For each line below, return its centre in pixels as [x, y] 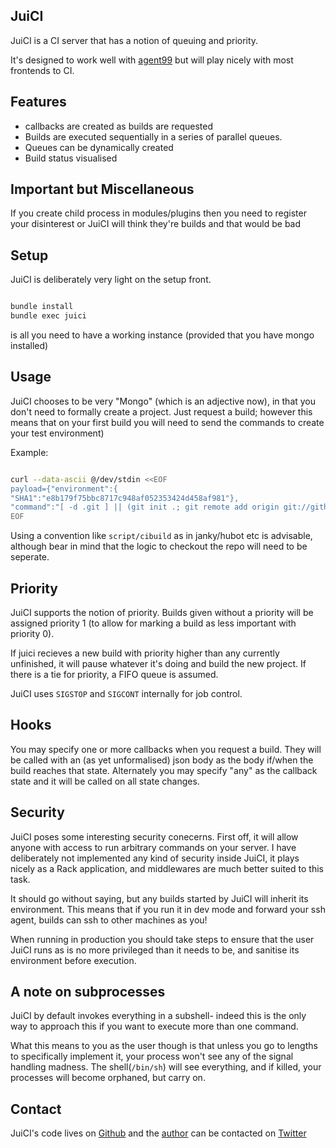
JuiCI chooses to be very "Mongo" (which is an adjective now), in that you [163, 401]
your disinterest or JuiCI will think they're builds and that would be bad [156, 224]
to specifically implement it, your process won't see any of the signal [152, 1056]
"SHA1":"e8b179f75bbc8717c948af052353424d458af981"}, [125, 498]
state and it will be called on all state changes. [105, 781]
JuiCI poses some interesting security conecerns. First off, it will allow [154, 836]
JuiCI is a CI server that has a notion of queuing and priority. [134, 40]
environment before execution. [73, 960]
